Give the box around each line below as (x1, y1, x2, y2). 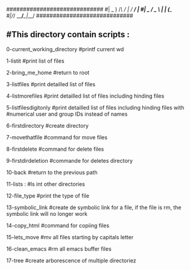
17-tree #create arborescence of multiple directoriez (6, 257, 137, 264)
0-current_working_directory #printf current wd (6, 45, 124, 52)
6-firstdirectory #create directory (6, 122, 89, 129)
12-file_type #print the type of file (6, 192, 89, 199)
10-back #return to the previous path (6, 169, 98, 176)
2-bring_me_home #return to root (6, 69, 90, 76)
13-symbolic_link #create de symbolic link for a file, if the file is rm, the (6, 204, 182, 211)
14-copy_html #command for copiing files (6, 222, 110, 229)
